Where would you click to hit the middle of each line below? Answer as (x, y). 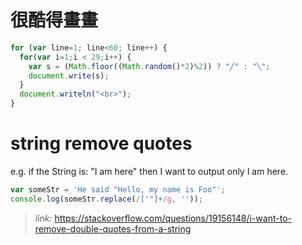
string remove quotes (101, 143)
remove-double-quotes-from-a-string (113, 228)
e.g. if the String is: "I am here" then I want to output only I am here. (149, 171)
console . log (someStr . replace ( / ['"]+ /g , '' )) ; (106, 199)
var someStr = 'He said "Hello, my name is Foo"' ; (118, 190)
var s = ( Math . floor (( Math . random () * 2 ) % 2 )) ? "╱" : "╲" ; (149, 66)
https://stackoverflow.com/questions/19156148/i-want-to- (173, 218)
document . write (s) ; (69, 76)
